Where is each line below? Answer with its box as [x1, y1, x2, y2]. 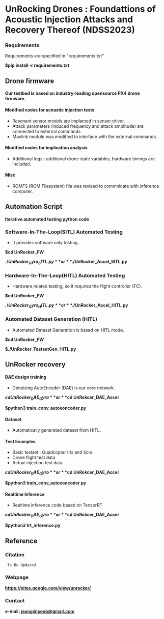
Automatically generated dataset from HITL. [12, 427, 101, 433]
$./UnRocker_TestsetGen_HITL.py [5, 346, 76, 352]
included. [12, 161, 31, 167]
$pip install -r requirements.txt [5, 62, 70, 68]
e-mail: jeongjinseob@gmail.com [5, 608, 75, 615]
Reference [5, 536, 38, 545]
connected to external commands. [12, 128, 82, 134]
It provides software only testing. [12, 240, 79, 246]
